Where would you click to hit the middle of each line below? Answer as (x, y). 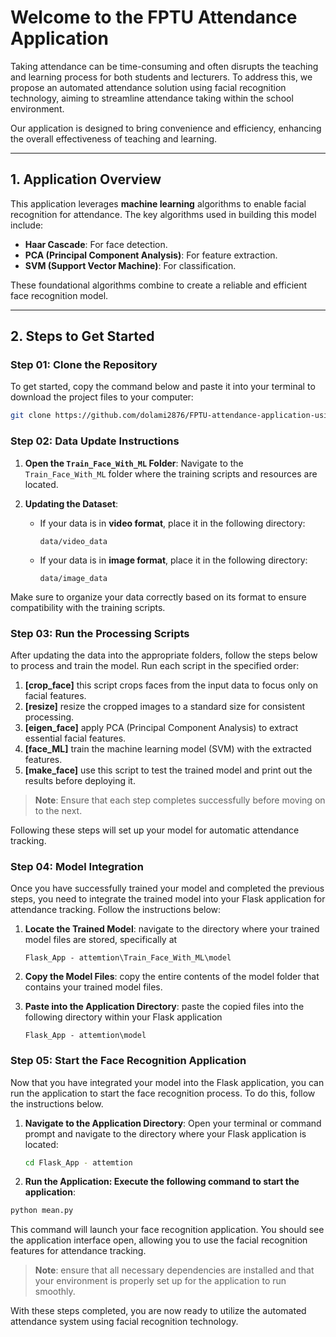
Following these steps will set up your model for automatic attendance (155, 830)
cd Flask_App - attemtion (78, 1162)
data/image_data (73, 578)
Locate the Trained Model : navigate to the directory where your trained (172, 929)
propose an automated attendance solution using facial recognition (148, 87)
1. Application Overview (86, 179)
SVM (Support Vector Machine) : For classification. (130, 265)
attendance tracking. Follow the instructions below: (116, 910)
